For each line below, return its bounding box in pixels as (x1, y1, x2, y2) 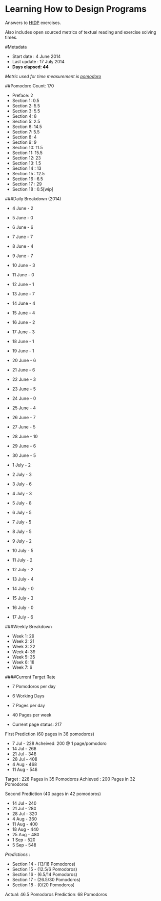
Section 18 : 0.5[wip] (12, 186, 54, 192)
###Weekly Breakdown (5, 623, 52, 629)
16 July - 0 (12, 605, 34, 610)
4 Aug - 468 (12, 761, 38, 767)
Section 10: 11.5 (12, 144, 43, 150)
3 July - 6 (12, 481, 32, 487)
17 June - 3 (12, 329, 35, 335)
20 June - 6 (12, 357, 36, 363)
